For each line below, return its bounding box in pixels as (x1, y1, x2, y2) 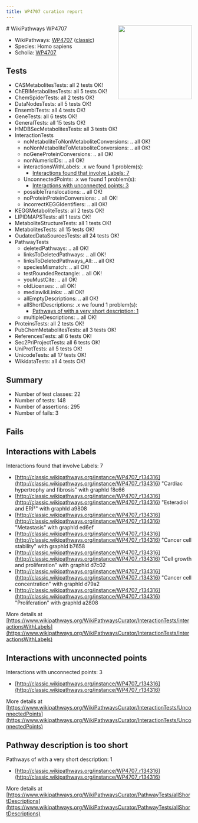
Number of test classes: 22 (14, 391, 81, 398)
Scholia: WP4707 (14, 48, 57, 56)
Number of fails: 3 (14, 409, 59, 417)
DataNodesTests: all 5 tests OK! (14, 100, 91, 108)
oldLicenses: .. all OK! (23, 282, 77, 289)
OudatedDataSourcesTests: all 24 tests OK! (14, 232, 120, 239)
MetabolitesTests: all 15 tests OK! (14, 226, 95, 233)
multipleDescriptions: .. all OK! (23, 314, 97, 321)
